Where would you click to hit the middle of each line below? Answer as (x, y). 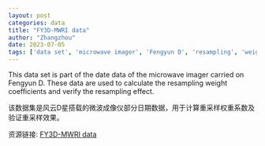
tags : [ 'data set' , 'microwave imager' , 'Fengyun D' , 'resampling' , (123, 52)
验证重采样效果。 (36, 118)
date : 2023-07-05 (37, 45)
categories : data (37, 23)
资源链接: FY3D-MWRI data (52, 134)
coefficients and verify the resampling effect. (81, 91)
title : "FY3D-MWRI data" (49, 30)
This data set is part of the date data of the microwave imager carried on (126, 75)
